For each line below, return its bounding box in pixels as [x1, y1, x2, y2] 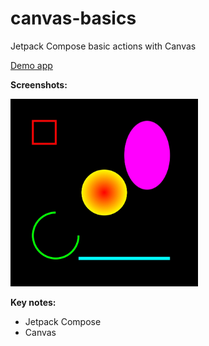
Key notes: [10, 296, 57, 308]
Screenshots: [10, 78, 68, 91]
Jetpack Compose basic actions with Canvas [10, 40, 197, 52]
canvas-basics [10, 7, 137, 30]
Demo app [10, 59, 53, 71]
